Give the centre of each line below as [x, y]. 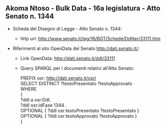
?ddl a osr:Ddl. [35, 99]
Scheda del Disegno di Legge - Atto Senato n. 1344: [67, 29]
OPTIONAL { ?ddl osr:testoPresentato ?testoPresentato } [80, 110]
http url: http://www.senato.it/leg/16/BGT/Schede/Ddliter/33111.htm [90, 38]
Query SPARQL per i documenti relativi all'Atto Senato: [77, 68]
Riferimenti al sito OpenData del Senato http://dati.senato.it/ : [76, 48]
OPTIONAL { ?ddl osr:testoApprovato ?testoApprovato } [79, 116]
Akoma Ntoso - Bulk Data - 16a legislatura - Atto [83, 8]
